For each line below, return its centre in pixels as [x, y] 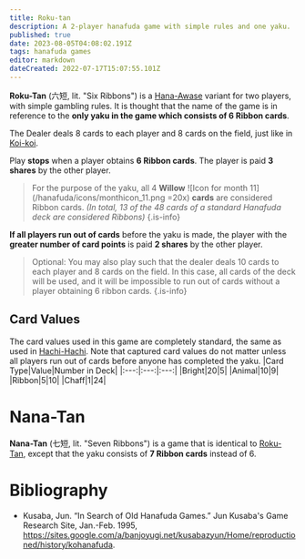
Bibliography [59, 490]
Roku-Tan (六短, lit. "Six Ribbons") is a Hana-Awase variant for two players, [150, 96]
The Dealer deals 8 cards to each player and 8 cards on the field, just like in [151, 133]
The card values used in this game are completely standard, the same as [146, 341]
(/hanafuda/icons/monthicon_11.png [98, 198]
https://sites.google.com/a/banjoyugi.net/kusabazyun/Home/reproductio [159, 534]
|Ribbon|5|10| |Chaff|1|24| [58, 380]
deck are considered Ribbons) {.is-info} [106, 217]
